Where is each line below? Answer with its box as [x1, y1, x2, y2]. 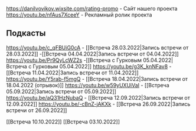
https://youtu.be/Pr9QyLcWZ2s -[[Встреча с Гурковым [6, 56, 142, 64]
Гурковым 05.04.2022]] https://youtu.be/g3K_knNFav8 [32, 63, 168, 70]
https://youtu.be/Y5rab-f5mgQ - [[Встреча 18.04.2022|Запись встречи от [6, 75, 188, 82]
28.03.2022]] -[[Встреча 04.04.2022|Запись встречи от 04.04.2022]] [6, 50, 179, 57]
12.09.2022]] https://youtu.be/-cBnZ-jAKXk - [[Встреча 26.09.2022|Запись [6, 100, 191, 107]
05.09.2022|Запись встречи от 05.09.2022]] [6, 88, 117, 95]
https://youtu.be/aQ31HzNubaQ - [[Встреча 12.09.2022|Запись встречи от [6, 94, 190, 101]
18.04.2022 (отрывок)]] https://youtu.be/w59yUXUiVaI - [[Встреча [6, 81, 169, 89]
